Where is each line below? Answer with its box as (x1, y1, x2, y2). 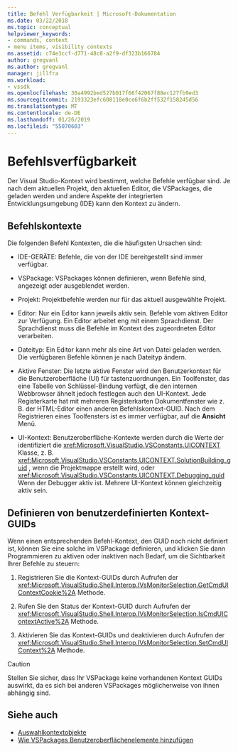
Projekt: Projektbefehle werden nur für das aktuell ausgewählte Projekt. (17, 296, 227, 304)
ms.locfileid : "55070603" (7, 122, 84, 130)
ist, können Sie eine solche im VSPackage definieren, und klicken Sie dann (7, 544, 226, 553)
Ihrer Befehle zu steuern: (7, 559, 80, 568)
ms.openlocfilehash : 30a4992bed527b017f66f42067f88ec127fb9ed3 (7, 90, 199, 97)
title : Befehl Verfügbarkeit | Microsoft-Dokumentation (7, 10, 176, 18)
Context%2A (17, 646, 55, 654)
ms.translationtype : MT (7, 103, 78, 110)
